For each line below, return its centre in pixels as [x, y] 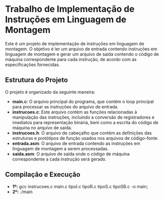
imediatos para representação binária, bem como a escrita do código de [85, 122]
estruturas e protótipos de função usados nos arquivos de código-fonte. [85, 138]
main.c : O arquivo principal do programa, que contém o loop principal [83, 101]
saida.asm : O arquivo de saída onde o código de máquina [71, 154]
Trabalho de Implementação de [70, 9]
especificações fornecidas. [33, 65]
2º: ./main [22, 192]
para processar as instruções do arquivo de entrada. [65, 106]
